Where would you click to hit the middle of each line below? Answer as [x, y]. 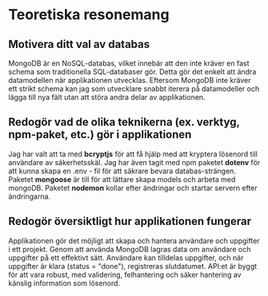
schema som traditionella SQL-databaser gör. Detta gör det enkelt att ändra [132, 72]
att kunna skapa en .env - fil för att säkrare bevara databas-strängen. [122, 171]
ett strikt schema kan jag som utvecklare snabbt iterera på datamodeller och [134, 89]
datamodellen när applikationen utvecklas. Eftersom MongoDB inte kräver [130, 80]
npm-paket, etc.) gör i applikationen [100, 134]
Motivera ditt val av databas [79, 44]
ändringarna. [29, 196]
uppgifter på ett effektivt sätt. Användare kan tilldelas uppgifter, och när [126, 258]
